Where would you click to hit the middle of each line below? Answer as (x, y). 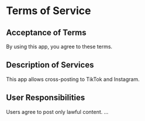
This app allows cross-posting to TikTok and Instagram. (73, 79)
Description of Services (50, 65)
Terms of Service (49, 11)
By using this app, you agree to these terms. (59, 46)
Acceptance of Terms (46, 33)
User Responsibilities (46, 98)
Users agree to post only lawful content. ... (57, 112)
